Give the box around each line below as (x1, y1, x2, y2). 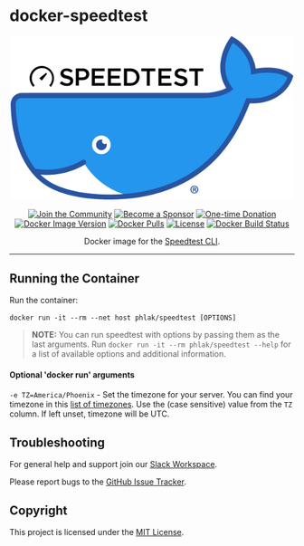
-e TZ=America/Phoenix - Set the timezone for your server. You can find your (9, 389, 293, 400)
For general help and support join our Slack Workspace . (9, 459, 218, 470)
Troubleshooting (9, 435, 106, 450)
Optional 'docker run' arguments (9, 369, 135, 380)
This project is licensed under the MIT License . (9, 527, 185, 538)
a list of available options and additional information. (31, 349, 226, 359)
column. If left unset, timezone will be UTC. (9, 408, 170, 419)
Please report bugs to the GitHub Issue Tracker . (9, 476, 187, 487)
